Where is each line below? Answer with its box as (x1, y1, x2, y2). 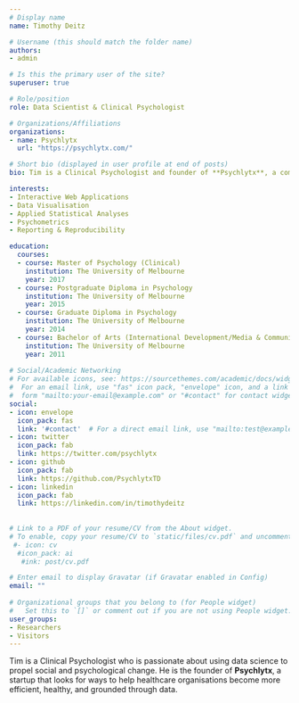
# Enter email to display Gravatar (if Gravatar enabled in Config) (9, 573, 269, 583)
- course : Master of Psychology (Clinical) (17, 259, 181, 268)
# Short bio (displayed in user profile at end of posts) (9, 160, 229, 170)
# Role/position (9, 95, 69, 103)
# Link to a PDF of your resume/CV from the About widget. (9, 524, 233, 533)
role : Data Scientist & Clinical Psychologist (9, 103, 185, 112)
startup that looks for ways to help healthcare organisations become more (9, 674, 281, 685)
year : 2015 (25, 300, 66, 309)
